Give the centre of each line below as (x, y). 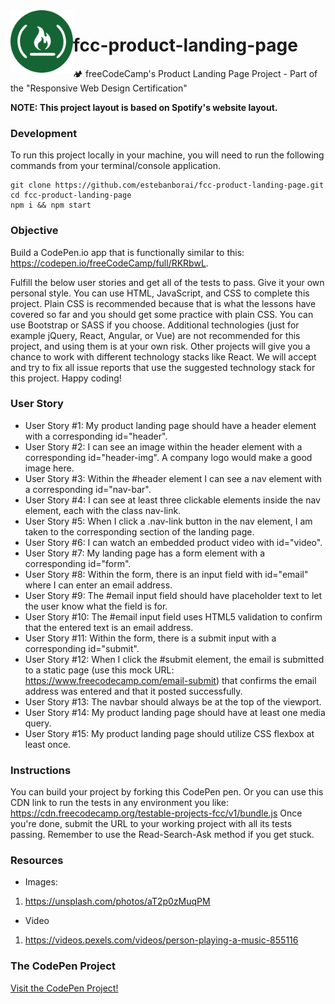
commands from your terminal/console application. (115, 166)
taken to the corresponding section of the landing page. (139, 531)
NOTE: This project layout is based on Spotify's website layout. (144, 107)
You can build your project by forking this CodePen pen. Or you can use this (167, 792)
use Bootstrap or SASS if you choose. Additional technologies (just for (155, 325)
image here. (49, 468)
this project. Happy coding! (66, 378)
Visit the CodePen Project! (64, 988)
